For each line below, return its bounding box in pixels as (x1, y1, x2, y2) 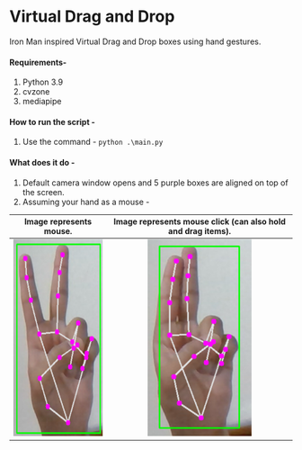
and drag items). (167, 226, 232, 237)
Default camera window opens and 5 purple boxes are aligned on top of (22, 177, 289, 188)
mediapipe (22, 96, 62, 107)
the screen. (22, 186, 65, 197)
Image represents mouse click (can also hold (113, 216, 286, 227)
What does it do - (9, 157, 75, 167)
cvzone (22, 86, 50, 97)
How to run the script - (9, 116, 96, 127)
